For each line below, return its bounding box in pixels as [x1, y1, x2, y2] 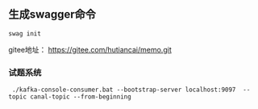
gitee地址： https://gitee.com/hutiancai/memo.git [8, 44, 172, 54]
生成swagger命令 [8, 7, 97, 22]
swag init [8, 29, 42, 38]
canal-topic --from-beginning [29, 93, 131, 101]
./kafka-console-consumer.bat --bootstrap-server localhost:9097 [11, 86, 236, 94]
